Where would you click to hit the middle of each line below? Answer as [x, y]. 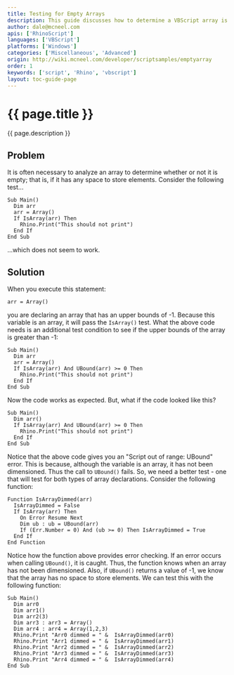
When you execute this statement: [57, 289]
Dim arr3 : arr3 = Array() [53, 622]
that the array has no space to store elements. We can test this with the [110, 577]
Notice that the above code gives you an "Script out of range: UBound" [110, 457]
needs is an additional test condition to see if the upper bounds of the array [116, 329]
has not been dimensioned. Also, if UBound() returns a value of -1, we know [115, 570]
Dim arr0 [26, 604]
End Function [26, 542]
